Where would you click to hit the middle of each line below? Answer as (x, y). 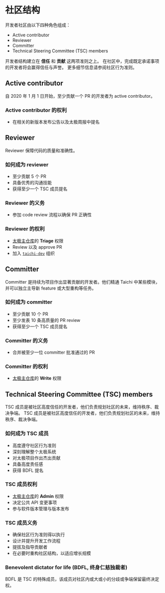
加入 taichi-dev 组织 (34, 253)
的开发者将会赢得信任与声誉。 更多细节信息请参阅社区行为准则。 (71, 67)
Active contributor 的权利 (36, 110)
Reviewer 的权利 (25, 229)
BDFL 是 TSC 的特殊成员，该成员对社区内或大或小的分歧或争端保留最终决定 (82, 579)
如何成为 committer (29, 302)
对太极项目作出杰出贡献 (36, 458)
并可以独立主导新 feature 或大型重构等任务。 (51, 288)
